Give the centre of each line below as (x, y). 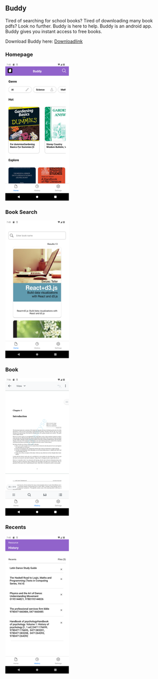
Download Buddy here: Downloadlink (44, 41)
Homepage (19, 54)
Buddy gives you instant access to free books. (54, 31)
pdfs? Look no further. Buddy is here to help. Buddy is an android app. (79, 26)
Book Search (21, 212)
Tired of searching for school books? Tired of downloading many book (79, 20)
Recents (16, 527)
